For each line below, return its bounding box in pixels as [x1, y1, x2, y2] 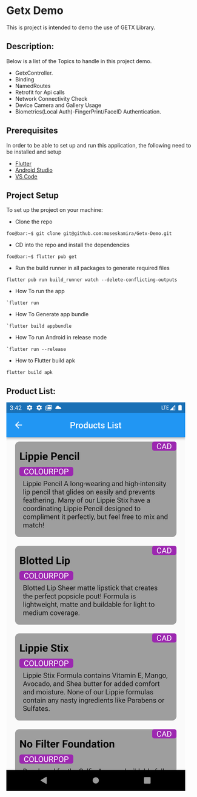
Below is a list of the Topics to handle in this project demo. [6, 57, 152, 64]
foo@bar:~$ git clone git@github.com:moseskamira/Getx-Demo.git [6, 231, 172, 237]
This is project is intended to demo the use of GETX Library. [6, 24, 156, 31]
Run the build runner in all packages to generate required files [15, 265, 170, 272]
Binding [15, 75, 35, 83]
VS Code [15, 172, 38, 180]
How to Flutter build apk [15, 357, 76, 364]
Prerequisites [6, 126, 58, 136]
